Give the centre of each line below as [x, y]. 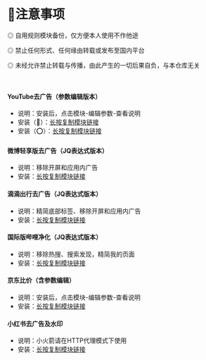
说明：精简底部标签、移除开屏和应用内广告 [79, 211]
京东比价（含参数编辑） [41, 280]
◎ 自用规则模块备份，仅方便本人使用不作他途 [73, 35]
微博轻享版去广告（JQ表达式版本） [58, 150]
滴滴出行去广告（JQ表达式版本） [55, 194]
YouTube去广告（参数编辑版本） [54, 97]
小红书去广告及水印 [35, 323]
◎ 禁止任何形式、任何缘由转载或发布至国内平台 [76, 50]
